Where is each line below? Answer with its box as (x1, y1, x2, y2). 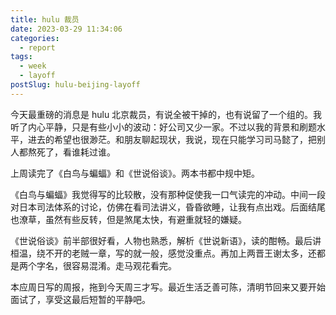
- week (19, 61, 47, 71)
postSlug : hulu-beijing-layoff (10, 80, 141, 90)
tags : (10, 52, 33, 62)
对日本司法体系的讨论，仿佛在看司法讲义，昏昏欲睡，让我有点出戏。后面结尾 (10, 201, 326, 213)
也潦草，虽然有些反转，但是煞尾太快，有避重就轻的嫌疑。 (10, 213, 247, 225)
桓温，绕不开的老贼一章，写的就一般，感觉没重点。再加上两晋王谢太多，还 (10, 247, 317, 259)
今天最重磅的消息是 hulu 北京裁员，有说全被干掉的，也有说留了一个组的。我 (10, 108, 323, 120)
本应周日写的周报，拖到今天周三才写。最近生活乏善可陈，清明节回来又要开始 (10, 281, 326, 293)
